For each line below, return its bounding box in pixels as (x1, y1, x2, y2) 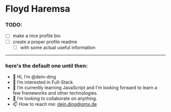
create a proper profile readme (12, 39, 77, 45)
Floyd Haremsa (5, 3, 70, 15)
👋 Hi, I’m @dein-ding (12, 73, 56, 79)
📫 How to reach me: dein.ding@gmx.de (12, 101, 97, 107)
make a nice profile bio (12, 33, 61, 39)
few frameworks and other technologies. (12, 90, 98, 96)
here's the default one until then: (5, 62, 88, 69)
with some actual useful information (20, 44, 96, 50)
